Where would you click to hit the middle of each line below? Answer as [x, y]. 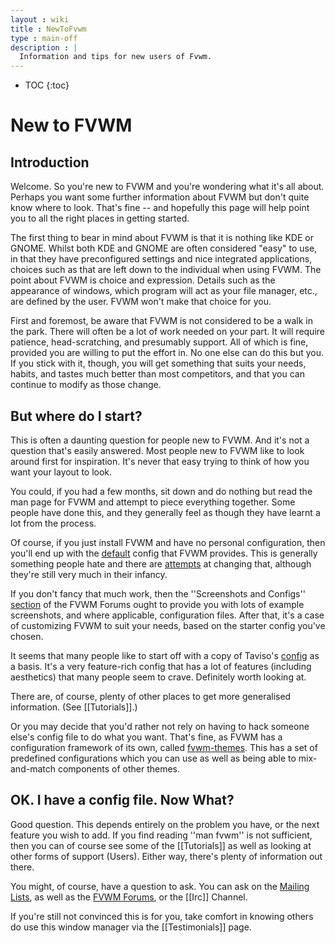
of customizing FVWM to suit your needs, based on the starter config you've [168, 625]
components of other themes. [119, 768]
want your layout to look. [61, 472]
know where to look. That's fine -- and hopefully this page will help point [160, 208]
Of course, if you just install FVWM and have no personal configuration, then [168, 542]
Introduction [50, 162]
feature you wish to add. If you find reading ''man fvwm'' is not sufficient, [161, 835]
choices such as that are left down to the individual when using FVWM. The [166, 270]
